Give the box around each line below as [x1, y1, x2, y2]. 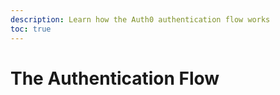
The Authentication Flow [10, 67, 220, 90]
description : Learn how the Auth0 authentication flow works [10, 14, 271, 25]
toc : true [10, 24, 52, 34]
